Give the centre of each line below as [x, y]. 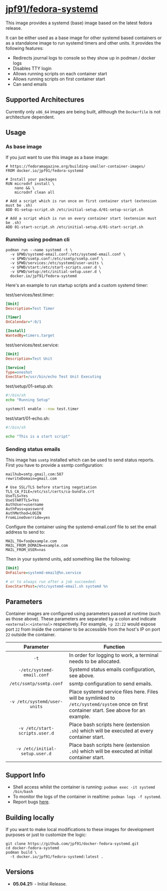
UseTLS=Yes [17, 496]
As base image [24, 147]
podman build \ [21, 852]
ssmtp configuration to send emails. [111, 684]
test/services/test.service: [32, 345]
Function [114, 647]
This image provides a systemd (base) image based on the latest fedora [79, 23]
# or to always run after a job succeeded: [51, 582]
